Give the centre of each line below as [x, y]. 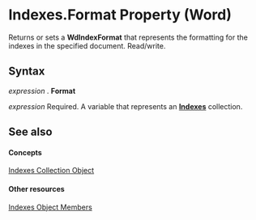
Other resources [36, 188]
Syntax [27, 72]
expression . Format [42, 91]
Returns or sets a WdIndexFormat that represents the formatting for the [128, 37]
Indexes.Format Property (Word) [120, 15]
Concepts [25, 152]
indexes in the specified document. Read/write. [87, 45]
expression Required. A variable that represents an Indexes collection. [126, 106]
